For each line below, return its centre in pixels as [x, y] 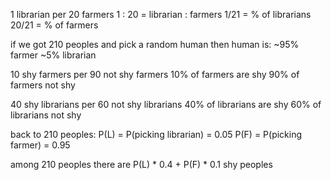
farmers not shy [43, 85]
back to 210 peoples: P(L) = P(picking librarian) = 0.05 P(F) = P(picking [156, 134]
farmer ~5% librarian [53, 55]
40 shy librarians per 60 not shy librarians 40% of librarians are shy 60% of [166, 104]
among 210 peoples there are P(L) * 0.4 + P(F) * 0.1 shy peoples [141, 164]
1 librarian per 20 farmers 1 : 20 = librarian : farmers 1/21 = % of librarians [161, 14]
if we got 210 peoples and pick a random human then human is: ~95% [155, 44]
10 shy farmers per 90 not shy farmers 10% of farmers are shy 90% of [155, 74]
